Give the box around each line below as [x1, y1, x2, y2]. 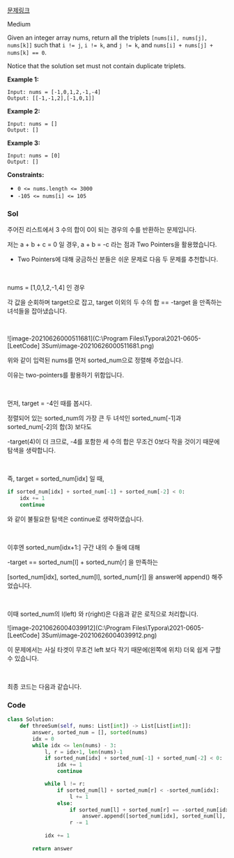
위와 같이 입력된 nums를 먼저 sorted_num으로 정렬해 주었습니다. [7, 356, 183, 364]
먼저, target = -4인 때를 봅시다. [7, 399, 93, 407]
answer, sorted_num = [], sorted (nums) [32, 728, 148, 736]
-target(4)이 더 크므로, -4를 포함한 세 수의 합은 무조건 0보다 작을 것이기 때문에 [7, 437, 220, 446]
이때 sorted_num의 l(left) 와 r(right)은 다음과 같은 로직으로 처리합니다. [7, 609, 198, 618]
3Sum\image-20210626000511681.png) [41, 342, 155, 350]
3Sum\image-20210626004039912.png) [41, 631, 157, 639]
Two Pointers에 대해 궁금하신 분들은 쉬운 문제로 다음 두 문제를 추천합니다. [17, 255, 219, 263]
